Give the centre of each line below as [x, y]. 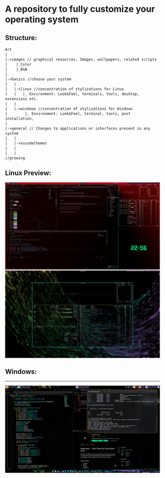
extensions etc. [22, 99]
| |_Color [18, 65]
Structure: [21, 38]
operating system [42, 19]
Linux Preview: [28, 173]
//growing [15, 158]
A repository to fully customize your [80, 9]
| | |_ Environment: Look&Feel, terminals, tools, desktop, [72, 94]
